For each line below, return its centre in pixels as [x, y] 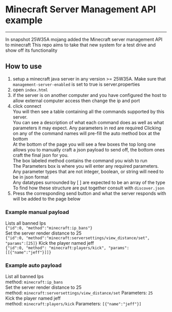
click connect [27, 106]
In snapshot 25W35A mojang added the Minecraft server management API [84, 39]
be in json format [30, 177]
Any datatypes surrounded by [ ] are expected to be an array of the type [89, 182]
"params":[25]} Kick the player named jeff [50, 243]
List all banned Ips [25, 277]
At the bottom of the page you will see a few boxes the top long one [84, 144]
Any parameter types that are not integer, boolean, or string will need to [88, 171]
